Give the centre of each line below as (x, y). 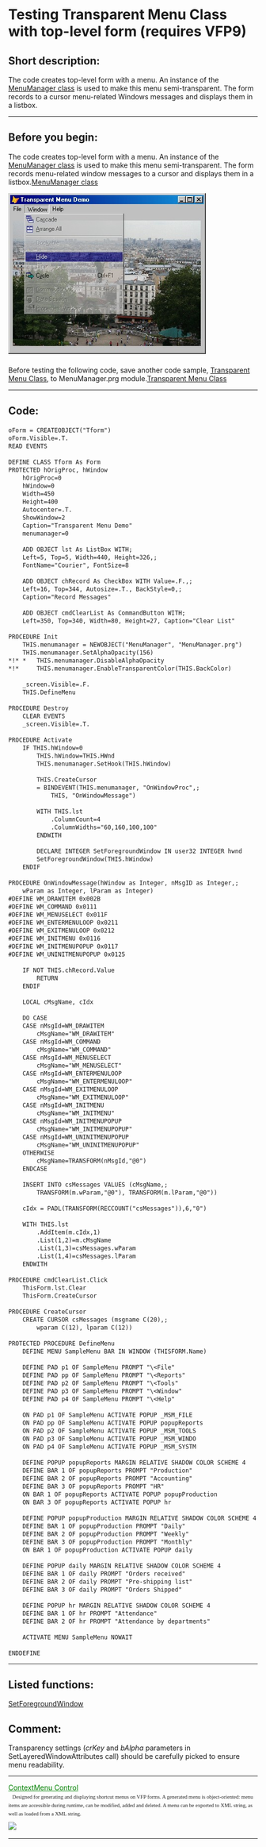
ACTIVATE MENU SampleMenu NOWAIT (78, 1637)
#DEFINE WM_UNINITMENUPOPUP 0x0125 (67, 954)
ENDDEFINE (25, 1653)
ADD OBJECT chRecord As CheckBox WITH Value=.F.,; (108, 581)
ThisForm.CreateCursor (60, 1296)
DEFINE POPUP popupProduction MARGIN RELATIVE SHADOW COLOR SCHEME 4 (140, 1518)
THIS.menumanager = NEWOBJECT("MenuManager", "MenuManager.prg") (133, 645)
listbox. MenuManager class (53, 182)
